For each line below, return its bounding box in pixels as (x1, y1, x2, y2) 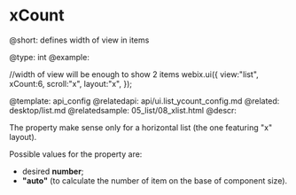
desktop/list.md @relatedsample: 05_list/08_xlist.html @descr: (9, 105, 238, 115)
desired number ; (21, 166, 84, 176)
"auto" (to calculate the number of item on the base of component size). (21, 175, 288, 186)
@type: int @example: (9, 51, 90, 62)
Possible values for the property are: (9, 148, 143, 160)
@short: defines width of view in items (9, 35, 150, 45)
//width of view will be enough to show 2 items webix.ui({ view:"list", (9, 68, 259, 80)
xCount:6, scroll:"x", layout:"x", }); (9, 78, 133, 89)
